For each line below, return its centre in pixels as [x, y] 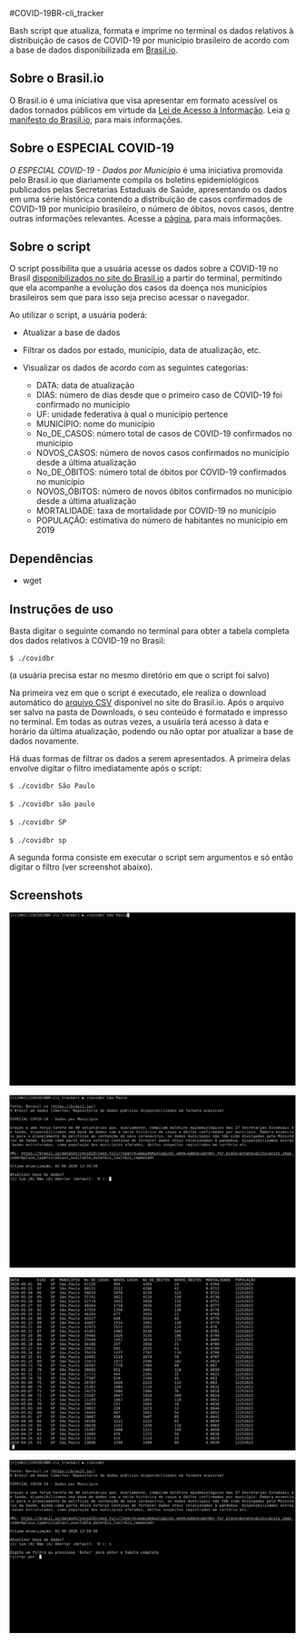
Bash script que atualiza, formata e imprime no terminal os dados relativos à [152, 30]
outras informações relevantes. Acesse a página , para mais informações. [146, 218]
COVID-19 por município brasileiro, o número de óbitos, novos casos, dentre [152, 209]
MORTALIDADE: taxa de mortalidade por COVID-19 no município [156, 511]
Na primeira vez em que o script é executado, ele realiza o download [138, 693]
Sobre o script [50, 247]
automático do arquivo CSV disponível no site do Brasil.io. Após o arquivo [147, 703]
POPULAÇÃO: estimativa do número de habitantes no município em [162, 520]
